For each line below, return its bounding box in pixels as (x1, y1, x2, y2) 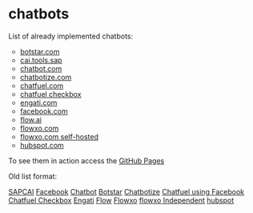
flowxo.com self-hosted (19, 131, 98, 141)
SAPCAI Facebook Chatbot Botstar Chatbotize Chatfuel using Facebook (8, 187, 245, 196)
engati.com (19, 98, 58, 107)
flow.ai (19, 115, 42, 124)
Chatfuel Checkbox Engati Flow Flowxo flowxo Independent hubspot (8, 195, 235, 205)
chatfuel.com (19, 81, 64, 90)
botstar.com (19, 46, 60, 56)
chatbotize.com (19, 72, 72, 82)
